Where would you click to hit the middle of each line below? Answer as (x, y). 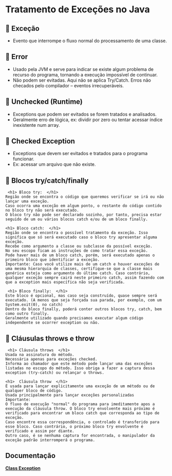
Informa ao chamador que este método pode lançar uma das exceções (79, 364)
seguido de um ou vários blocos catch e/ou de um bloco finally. (77, 219)
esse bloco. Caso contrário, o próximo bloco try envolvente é (74, 427)
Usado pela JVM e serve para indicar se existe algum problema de (83, 69)
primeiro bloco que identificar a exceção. (53, 260)
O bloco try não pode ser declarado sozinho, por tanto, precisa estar (83, 215)
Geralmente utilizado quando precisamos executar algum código (74, 318)
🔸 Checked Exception (40, 141)
